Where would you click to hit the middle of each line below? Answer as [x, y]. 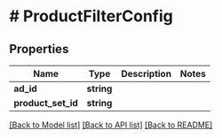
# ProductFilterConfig [91, 16]
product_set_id [46, 103]
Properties [39, 49]
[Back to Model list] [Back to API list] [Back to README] [111, 125]
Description [146, 74]
